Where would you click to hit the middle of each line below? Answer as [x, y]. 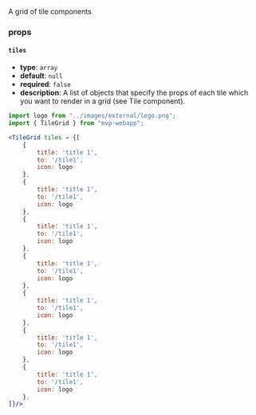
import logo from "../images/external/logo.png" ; [93, 116]
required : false [45, 84]
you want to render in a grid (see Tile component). [102, 101]
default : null [41, 76]
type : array [39, 68]
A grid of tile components [50, 12]
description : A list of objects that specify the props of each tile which [134, 93]
